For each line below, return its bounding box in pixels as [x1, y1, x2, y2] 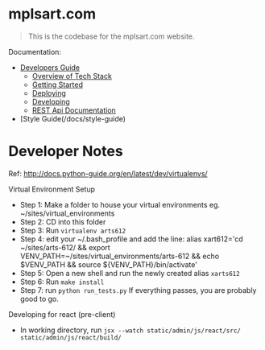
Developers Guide [19, 62, 81, 72]
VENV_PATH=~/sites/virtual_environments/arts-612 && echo [19, 251, 220, 261]
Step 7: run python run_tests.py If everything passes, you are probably [19, 285, 257, 294]
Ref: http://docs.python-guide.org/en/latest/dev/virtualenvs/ [8, 168, 208, 178]
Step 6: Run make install [19, 277, 105, 286]
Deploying [31, 88, 67, 97]
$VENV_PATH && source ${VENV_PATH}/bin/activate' [19, 259, 197, 270]
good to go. [19, 294, 59, 303]
